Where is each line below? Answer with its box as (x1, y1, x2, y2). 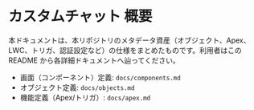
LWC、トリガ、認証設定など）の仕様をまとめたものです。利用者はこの (8, 45, 243, 55)
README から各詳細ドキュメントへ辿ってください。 (8, 55, 181, 65)
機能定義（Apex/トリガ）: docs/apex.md (19, 92, 151, 102)
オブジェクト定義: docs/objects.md (19, 82, 135, 92)
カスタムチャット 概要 (8, 7, 153, 26)
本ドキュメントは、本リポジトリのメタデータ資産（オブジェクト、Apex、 (8, 35, 251, 45)
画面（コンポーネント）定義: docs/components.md (19, 72, 181, 82)
